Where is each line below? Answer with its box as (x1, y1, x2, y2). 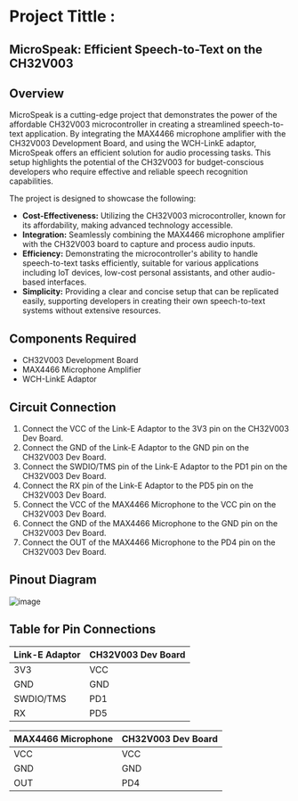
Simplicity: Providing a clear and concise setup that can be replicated (21, 286, 279, 297)
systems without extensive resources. (21, 305, 162, 316)
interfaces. (47, 277, 87, 287)
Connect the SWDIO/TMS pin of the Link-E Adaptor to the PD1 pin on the (21, 461, 288, 472)
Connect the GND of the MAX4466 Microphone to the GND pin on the (21, 518, 278, 529)
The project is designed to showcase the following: (9, 194, 197, 204)
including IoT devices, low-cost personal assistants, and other (21, 268, 250, 278)
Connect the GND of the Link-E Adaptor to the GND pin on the (21, 442, 249, 453)
